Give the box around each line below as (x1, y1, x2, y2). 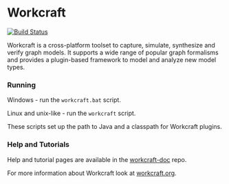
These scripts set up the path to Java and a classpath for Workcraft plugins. (7, 123, 222, 131)
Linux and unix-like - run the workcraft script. (7, 109, 136, 118)
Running (7, 80, 36, 90)
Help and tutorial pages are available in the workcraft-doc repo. (7, 155, 187, 163)
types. (7, 63, 25, 71)
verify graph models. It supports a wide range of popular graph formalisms (7, 48, 219, 57)
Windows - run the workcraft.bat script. (7, 96, 122, 104)
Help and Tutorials (7, 140, 70, 150)
